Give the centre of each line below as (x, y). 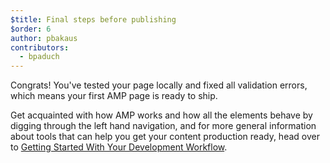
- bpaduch (39, 57)
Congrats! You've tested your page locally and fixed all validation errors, (159, 85)
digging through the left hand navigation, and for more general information (163, 126)
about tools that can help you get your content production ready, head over (165, 137)
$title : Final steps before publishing (93, 19)
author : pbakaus (44, 38)
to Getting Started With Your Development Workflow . (119, 147)
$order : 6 (31, 29)
